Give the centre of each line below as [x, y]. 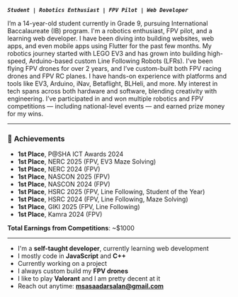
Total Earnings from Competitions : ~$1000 [71, 228]
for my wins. [25, 114]
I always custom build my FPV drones [73, 271]
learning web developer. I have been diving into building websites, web [111, 38]
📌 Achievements [36, 138]
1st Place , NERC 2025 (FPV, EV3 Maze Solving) [87, 162]
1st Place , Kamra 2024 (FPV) [60, 214]
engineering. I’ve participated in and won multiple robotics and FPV [106, 99]
